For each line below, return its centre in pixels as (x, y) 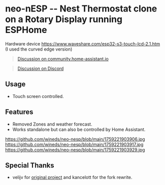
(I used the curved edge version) (39, 49)
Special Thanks (30, 165)
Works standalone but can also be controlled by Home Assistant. (79, 129)
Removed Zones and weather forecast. (52, 124)
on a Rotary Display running (64, 19)
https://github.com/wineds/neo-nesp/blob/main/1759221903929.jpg (75, 149)
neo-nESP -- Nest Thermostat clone (81, 9)
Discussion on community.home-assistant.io (63, 58)
